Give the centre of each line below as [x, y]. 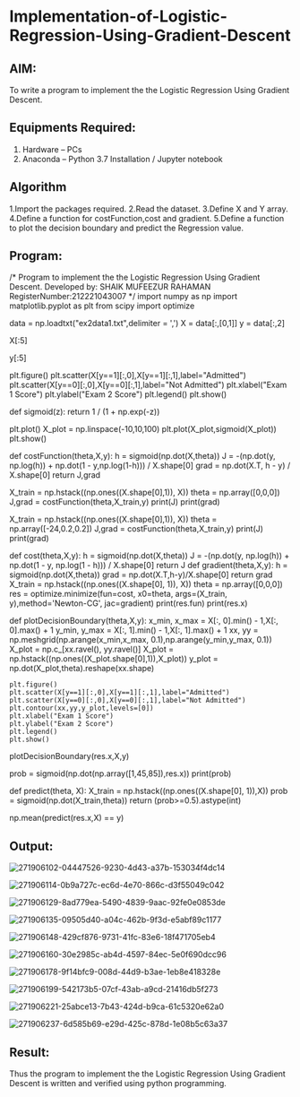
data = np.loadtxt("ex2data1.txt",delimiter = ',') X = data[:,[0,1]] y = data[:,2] [147, 324]
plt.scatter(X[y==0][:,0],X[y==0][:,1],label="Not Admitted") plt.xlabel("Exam [148, 385]
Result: [30, 1052]
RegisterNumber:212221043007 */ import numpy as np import [124, 297]
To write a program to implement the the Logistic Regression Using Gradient [150, 90]
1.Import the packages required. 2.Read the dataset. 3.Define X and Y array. [149, 209]
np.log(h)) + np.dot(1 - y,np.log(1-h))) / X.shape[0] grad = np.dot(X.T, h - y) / [150, 466]
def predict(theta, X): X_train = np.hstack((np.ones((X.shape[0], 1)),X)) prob [149, 791]
